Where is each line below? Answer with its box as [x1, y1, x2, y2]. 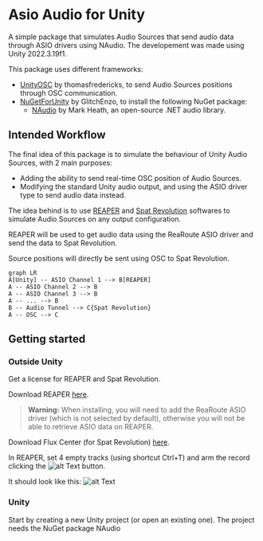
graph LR [8, 269, 37, 276]
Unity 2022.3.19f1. [8, 49, 68, 58]
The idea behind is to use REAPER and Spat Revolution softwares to [8, 206, 230, 215]
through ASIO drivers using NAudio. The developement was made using [8, 40, 245, 49]
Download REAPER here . [8, 390, 89, 399]
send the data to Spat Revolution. [8, 237, 118, 248]
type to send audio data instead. [19, 190, 126, 200]
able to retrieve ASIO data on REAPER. [27, 422, 154, 432]
